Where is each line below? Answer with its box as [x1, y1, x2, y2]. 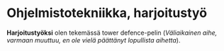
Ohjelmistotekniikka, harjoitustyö [6, 5, 207, 21]
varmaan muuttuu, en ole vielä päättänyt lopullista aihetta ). [6, 35, 181, 44]
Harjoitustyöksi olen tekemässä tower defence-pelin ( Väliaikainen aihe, [6, 28, 218, 37]
